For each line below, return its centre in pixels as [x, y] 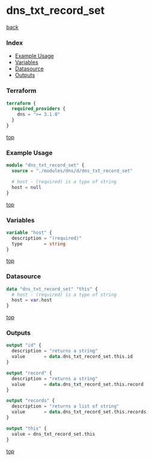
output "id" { [24, 345]
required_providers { [39, 109]
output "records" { [31, 401]
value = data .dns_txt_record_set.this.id [72, 357]
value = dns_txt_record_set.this [53, 434]
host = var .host [32, 300]
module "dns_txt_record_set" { [45, 165]
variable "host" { [29, 233]
